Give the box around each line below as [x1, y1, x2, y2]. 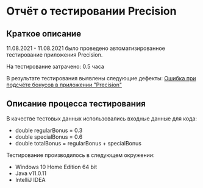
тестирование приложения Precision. [6, 51, 103, 58]
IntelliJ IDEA [15, 176, 46, 183]
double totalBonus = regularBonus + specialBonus [15, 139, 142, 147]
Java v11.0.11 [15, 169, 47, 177]
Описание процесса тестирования [6, 99, 146, 109]
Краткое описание [6, 29, 81, 39]
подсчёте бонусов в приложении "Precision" [6, 81, 123, 88]
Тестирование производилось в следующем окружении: [6, 151, 155, 159]
